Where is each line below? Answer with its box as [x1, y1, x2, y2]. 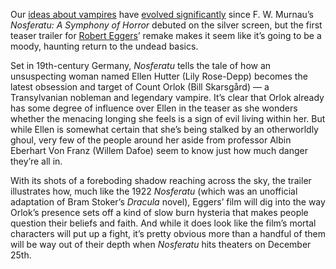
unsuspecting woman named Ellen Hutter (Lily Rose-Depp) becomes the [10, 70, 308, 82]
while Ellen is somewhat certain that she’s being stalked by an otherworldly [10, 124, 319, 135]
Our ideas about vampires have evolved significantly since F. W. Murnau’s [10, 9, 314, 20]
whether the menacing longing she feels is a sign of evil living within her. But [10, 113, 326, 124]
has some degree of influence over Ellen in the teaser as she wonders [10, 102, 298, 114]
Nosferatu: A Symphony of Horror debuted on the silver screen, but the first [10, 19, 323, 31]
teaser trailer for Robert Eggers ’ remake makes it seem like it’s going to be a [10, 30, 322, 41]
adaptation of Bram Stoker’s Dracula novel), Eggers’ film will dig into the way [10, 196, 326, 208]
